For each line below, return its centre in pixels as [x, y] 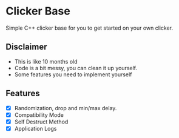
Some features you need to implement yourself [73, 74]
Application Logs [35, 128]
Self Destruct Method [41, 122]
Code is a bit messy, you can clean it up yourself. [76, 68]
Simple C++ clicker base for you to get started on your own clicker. [89, 28]
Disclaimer [26, 47]
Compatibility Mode [39, 115]
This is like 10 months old [46, 61]
